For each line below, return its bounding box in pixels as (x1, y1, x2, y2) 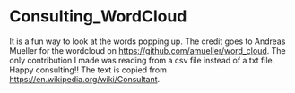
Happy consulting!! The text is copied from (9, 64, 168, 75)
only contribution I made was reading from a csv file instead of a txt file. (9, 55, 275, 65)
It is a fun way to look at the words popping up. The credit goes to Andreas (9, 36, 286, 46)
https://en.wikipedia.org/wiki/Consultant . (9, 73, 161, 84)
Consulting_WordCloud (9, 6, 187, 27)
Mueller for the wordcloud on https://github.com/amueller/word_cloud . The (9, 45, 286, 55)
